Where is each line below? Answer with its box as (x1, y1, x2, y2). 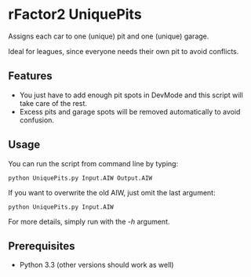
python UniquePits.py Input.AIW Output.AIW (8, 174, 153, 182)
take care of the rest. (19, 98, 88, 108)
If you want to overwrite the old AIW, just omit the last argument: (8, 188, 216, 197)
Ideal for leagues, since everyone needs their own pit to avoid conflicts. (8, 46, 239, 56)
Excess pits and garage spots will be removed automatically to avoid (19, 107, 241, 116)
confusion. (19, 115, 55, 125)
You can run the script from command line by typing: (8, 159, 179, 168)
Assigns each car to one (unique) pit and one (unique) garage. (8, 31, 209, 41)
